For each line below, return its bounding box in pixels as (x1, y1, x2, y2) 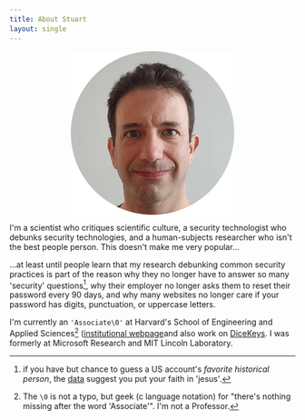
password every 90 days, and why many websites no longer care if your (9, 289, 280, 300)
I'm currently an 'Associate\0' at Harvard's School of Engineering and (9, 316, 273, 327)
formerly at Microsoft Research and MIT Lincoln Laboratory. (9, 337, 233, 348)
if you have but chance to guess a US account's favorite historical (22, 364, 270, 375)
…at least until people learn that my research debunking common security (9, 259, 286, 270)
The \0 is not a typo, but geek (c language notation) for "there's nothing (22, 391, 291, 402)
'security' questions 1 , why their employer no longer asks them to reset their (9, 278, 291, 291)
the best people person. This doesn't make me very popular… (9, 241, 240, 252)
